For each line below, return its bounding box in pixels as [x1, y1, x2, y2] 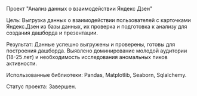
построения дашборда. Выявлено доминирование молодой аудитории [6, 47, 187, 54]
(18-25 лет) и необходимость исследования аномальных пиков [6, 54, 168, 60]
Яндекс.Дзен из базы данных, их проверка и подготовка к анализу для [6, 23, 187, 30]
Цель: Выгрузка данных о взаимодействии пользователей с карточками [6, 17, 191, 23]
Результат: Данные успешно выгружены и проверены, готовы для [6, 41, 176, 48]
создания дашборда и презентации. [6, 29, 98, 36]
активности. [6, 60, 38, 67]
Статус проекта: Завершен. [6, 83, 76, 90]
